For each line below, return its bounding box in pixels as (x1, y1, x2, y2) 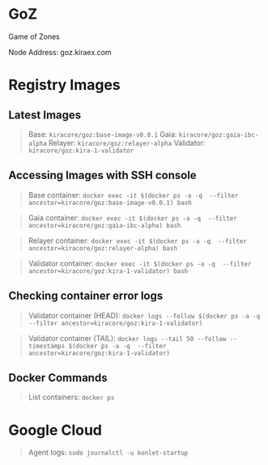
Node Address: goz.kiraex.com (8, 47, 112, 57)
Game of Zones (8, 32, 61, 41)
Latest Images (8, 108, 82, 122)
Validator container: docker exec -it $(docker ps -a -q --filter (28, 258, 252, 268)
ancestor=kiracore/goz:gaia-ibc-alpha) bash (28, 221, 181, 229)
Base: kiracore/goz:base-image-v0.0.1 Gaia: (28, 129, 177, 139)
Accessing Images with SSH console (8, 169, 197, 182)
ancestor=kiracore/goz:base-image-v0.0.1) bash (28, 198, 192, 207)
